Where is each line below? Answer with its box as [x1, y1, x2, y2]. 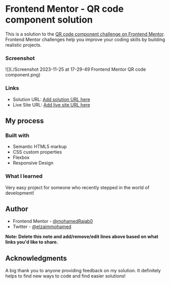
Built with [5, 132, 30, 139]
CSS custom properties [12, 149, 62, 155]
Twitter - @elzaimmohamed [12, 224, 72, 230]
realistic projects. [5, 42, 42, 48]
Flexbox [12, 154, 30, 160]
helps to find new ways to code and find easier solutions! [5, 273, 126, 279]
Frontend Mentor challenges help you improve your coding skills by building [5, 36, 165, 43]
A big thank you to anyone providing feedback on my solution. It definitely [5, 268, 161, 274]
